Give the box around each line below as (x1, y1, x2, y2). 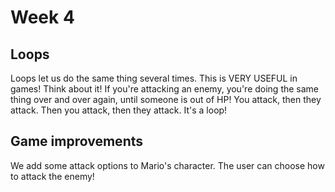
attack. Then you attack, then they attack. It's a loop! (10, 104, 228, 116)
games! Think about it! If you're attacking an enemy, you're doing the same (10, 83, 320, 95)
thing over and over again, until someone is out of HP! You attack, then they (10, 94, 322, 105)
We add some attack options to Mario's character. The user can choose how (10, 159, 325, 171)
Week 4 (10, 6, 75, 29)
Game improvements (10, 133, 143, 150)
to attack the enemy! (10, 170, 95, 182)
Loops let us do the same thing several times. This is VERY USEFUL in (10, 72, 298, 84)
